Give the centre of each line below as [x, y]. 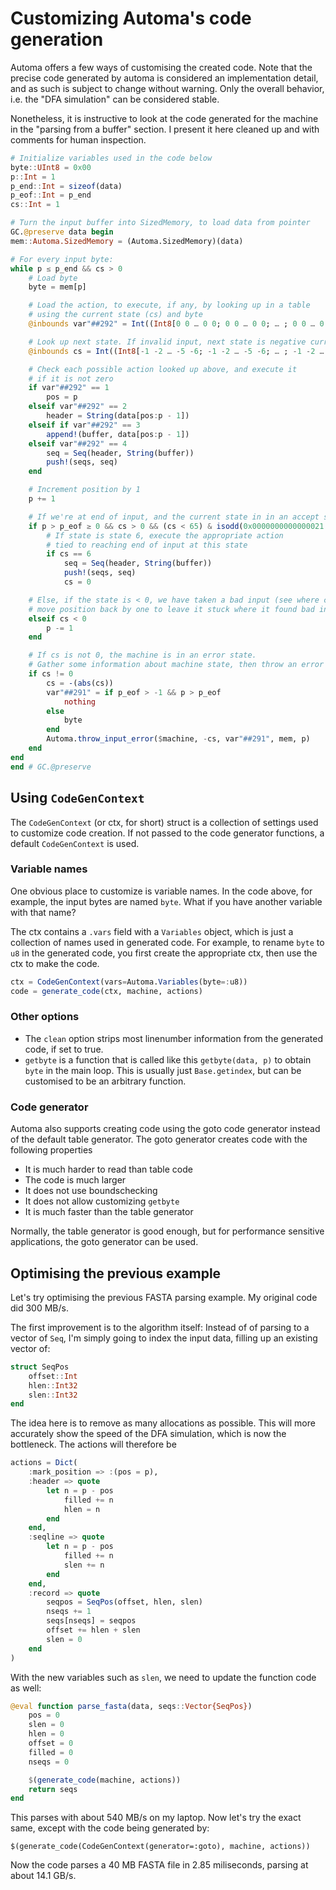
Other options [45, 1017]
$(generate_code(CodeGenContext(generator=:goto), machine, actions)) [160, 1847]
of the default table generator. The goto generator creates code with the [159, 1139]
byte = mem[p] [57, 287]
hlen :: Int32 [53, 1385]
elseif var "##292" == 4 [78, 443]
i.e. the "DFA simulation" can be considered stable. [115, 99]
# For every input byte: [62, 259]
